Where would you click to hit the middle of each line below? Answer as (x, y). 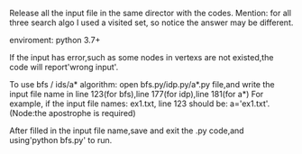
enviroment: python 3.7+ (55, 40)
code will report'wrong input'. (64, 67)
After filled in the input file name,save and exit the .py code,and (127, 131)
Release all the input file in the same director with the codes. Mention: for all (150, 13)
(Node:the (28, 113)
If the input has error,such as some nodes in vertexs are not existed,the (142, 57)
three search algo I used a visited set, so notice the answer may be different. (151, 23)
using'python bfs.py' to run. (61, 140)
